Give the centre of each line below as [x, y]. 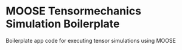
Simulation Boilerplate [63, 24]
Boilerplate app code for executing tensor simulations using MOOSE [91, 40]
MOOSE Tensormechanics [73, 11]
